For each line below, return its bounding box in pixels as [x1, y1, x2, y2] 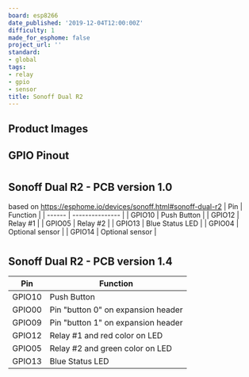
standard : [8, 48, 41, 56]
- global [8, 56, 37, 64]
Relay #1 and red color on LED [49, 330, 163, 341]
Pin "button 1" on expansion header [49, 318, 183, 329]
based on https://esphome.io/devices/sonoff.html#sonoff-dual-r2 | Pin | [8, 201, 243, 211]
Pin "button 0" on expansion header [49, 304, 183, 315]
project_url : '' [8, 41, 62, 49]
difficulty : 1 [8, 26, 56, 34]
